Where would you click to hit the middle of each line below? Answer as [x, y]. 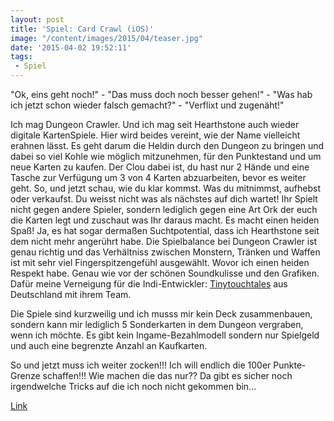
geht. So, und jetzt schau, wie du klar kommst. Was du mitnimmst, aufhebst [165, 188]
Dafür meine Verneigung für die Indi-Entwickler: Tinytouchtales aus [149, 284]
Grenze [25, 375]
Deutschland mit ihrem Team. [71, 294]
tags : [21, 57]
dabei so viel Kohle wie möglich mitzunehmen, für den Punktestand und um [166, 156]
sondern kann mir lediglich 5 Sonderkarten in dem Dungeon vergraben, [157, 324]
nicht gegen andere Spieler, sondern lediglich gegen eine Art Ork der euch [164, 209]
